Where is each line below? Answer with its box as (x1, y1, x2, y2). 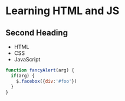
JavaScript (14, 56, 41, 63)
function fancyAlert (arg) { (5, 67, 75, 73)
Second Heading (5, 28, 68, 38)
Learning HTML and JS (5, 4, 120, 18)
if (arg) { (11, 73, 35, 79)
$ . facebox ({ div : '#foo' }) (16, 78, 77, 84)
